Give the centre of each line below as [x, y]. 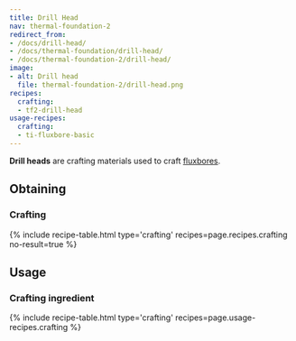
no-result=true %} [43, 244]
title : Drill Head [44, 18]
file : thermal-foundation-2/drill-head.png [100, 85]
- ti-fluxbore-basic [56, 135]
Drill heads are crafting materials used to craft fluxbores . [115, 161]
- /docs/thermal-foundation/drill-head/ [87, 51]
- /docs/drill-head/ [48, 43]
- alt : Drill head [44, 77]
